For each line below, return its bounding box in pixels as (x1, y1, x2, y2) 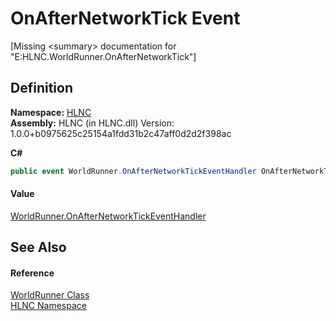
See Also (10, 239, 67, 256)
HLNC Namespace (10, 300, 87, 312)
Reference (10, 267, 55, 279)
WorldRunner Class (10, 289, 90, 301)
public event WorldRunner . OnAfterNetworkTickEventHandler (10, 166, 257, 176)
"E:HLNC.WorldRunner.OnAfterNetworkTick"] (10, 50, 197, 62)
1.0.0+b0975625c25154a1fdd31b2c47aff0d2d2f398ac (10, 127, 232, 139)
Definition (10, 80, 73, 97)
